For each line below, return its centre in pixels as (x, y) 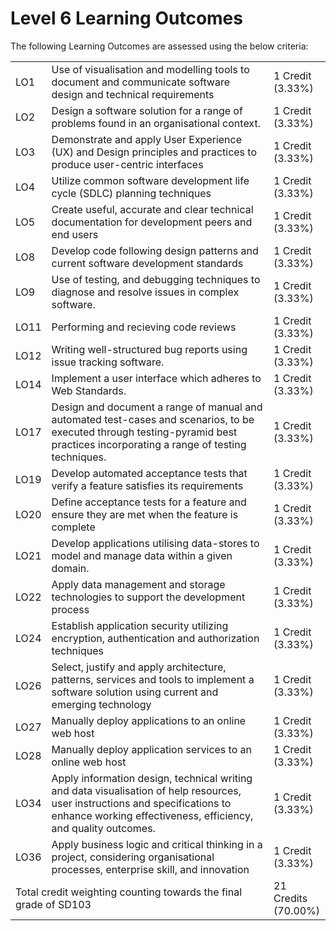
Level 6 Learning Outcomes (126, 18)
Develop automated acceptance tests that (149, 473)
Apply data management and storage (138, 584)
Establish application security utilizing (140, 625)
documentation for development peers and (152, 222)
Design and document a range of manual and (157, 407)
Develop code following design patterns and (155, 250)
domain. (70, 568)
